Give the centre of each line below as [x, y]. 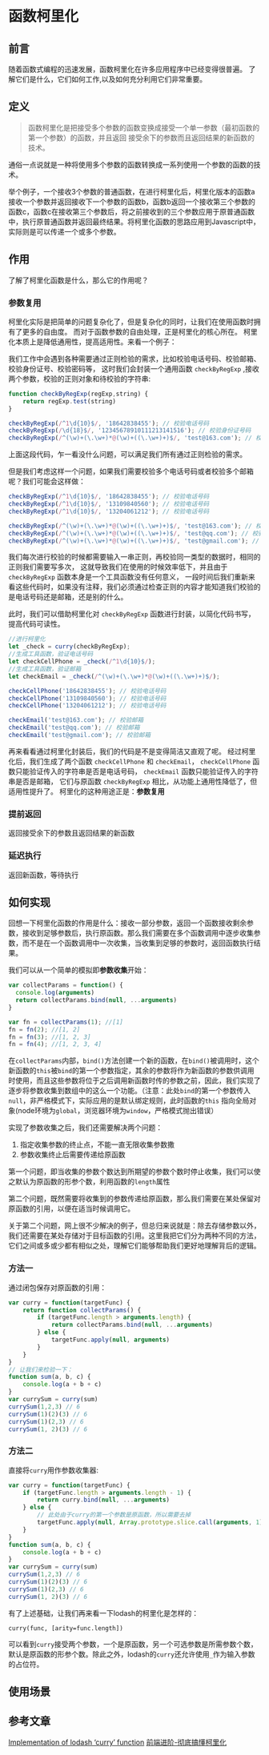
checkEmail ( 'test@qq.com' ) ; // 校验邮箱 [74, 728]
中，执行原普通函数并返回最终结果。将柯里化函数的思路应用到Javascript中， [134, 222]
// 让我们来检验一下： [41, 1369]
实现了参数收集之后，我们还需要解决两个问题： [85, 1128]
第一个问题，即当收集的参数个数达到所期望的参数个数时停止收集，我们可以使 [134, 1172]
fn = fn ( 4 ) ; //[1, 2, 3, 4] [55, 1044]
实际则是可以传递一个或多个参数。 [64, 231]
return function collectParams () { [82, 1310]
